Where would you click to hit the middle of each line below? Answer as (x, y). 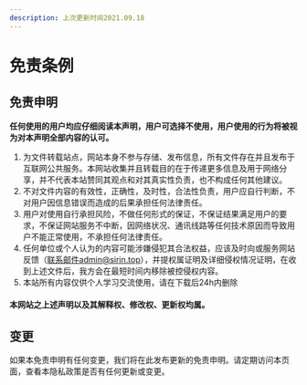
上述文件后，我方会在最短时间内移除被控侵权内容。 (127, 271)
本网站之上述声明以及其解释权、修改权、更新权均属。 (110, 305)
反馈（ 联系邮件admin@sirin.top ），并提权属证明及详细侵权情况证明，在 (155, 259)
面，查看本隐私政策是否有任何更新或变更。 (90, 371)
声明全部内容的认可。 (74, 137)
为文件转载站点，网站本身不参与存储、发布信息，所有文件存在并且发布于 (159, 157)
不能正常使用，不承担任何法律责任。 (99, 236)
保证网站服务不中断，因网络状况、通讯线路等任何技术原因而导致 (167, 225)
